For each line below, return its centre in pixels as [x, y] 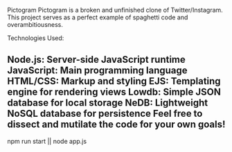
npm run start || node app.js [47, 141]
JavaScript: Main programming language [98, 71]
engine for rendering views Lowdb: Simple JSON [114, 92]
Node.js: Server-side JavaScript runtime [96, 60]
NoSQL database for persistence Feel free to [105, 114]
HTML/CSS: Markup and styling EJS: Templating [114, 81]
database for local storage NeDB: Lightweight [108, 103]
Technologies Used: [36, 38]
